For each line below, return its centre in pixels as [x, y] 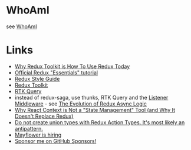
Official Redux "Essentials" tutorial [56, 72]
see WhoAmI [22, 26]
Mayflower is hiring [38, 135]
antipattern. [29, 128]
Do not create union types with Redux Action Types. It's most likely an [100, 122]
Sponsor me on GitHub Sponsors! [55, 141]
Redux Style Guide [37, 79]
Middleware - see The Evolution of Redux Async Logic [81, 104]
